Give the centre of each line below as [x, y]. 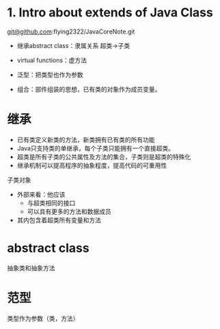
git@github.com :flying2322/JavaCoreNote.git [71, 31]
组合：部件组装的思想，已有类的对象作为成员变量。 [89, 89]
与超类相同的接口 [51, 202]
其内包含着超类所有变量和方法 [59, 220]
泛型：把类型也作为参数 [50, 75]
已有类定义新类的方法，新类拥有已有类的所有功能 [86, 140]
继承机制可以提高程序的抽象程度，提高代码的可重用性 [92, 165]
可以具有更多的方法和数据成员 [69, 211]
